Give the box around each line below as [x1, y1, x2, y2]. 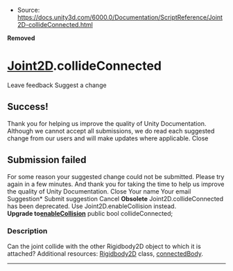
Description [7, 226, 48, 236]
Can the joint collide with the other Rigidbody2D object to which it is [7, 242, 201, 250]
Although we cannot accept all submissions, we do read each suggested [7, 127, 215, 135]
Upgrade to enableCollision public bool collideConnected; [7, 209, 173, 217]
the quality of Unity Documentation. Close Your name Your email [7, 187, 191, 196]
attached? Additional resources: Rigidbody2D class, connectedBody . [7, 249, 203, 258]
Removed [7, 34, 35, 42]
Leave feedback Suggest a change [7, 81, 107, 89]
